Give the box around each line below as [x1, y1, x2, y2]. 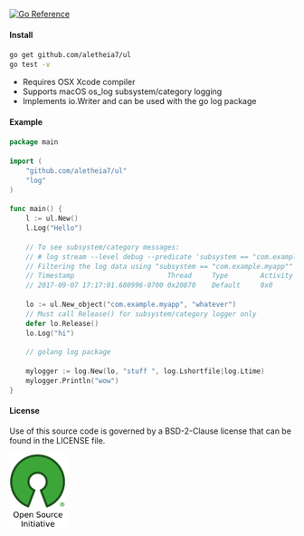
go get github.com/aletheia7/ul [9, 51, 131, 60]
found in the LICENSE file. [9, 435, 106, 445]
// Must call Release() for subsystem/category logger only [25, 309, 257, 319]
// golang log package [25, 348, 111, 357]
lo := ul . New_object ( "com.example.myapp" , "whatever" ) [25, 300, 237, 310]
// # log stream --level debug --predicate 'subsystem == [25, 252, 249, 262]
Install [9, 29, 33, 40]
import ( [9, 157, 43, 166]
